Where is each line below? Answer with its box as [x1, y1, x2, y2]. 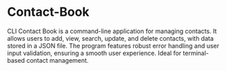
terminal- [183, 49, 209, 57]
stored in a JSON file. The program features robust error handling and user [7, 41, 220, 50]
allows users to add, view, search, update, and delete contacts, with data [7, 34, 214, 42]
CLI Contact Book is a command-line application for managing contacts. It [7, 27, 217, 35]
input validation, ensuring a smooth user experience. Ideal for [7, 49, 182, 57]
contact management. [26, 56, 89, 64]
